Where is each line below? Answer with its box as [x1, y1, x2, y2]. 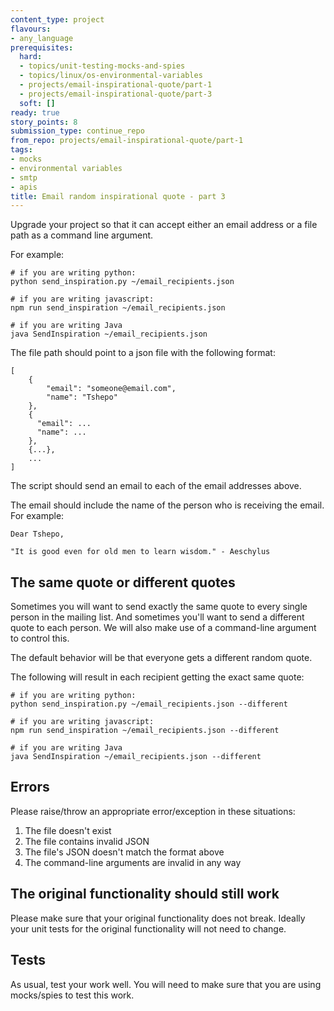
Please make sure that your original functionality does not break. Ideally [10, 912, 306, 924]
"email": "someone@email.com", [46, 384, 177, 394]
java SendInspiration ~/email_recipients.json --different [10, 752, 262, 762]
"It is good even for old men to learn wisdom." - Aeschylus [10, 547, 271, 557]
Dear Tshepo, [10, 529, 65, 540]
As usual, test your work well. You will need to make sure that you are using [10, 978, 322, 990]
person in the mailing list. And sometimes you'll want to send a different [10, 611, 305, 623]
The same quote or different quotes [10, 574, 236, 591]
